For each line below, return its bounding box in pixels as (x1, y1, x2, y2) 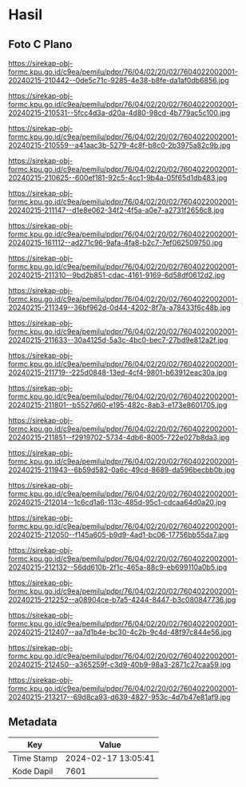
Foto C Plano (8, 38, 73, 51)
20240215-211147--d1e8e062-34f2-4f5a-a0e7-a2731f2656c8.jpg (8, 205, 224, 215)
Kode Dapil (12, 765, 54, 777)
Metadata (8, 715, 58, 729)
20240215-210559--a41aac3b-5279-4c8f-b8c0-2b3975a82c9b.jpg (8, 141, 231, 149)
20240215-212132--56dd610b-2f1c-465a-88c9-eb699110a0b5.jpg (8, 562, 228, 572)
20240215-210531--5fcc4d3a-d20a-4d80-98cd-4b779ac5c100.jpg (8, 108, 231, 117)
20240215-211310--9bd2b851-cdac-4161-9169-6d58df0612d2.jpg (8, 270, 225, 280)
